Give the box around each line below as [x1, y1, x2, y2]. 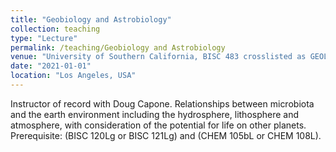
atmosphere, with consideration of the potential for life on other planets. [10, 119, 307, 131]
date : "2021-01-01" [10, 61, 92, 71]
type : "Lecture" [10, 33, 78, 43]
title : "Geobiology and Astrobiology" [10, 14, 172, 25]
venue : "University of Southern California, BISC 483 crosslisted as [10, 52, 307, 62]
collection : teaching [10, 24, 101, 34]
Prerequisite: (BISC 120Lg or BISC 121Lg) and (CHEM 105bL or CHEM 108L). [10, 129, 322, 141]
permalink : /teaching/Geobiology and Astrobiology [10, 42, 226, 53]
